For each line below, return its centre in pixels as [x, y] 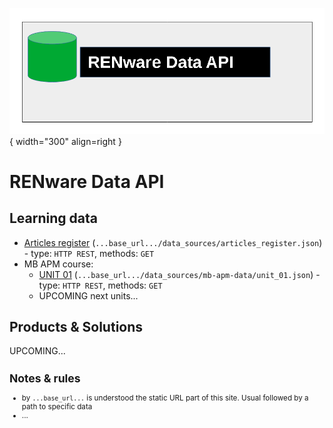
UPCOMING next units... [88, 295]
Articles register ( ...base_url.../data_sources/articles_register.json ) [173, 242]
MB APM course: [58, 264]
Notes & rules [45, 378]
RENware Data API [87, 181]
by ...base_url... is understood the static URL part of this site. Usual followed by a [165, 398]
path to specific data [57, 407]
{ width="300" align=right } [65, 141]
